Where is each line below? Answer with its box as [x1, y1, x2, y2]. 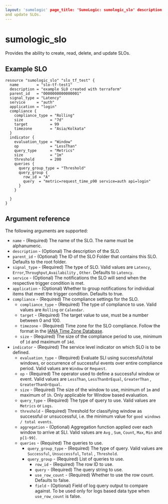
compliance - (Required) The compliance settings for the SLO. [12, 296, 139, 302]
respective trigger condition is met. [12, 280, 85, 286]
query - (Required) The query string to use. [34, 467, 123, 473]
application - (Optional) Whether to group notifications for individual [12, 285, 154, 291]
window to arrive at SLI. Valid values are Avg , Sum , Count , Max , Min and [19, 429, 162, 435]
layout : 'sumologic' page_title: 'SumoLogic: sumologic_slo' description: [5, 7, 164, 13]
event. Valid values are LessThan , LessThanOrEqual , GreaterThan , [19, 376, 151, 382]
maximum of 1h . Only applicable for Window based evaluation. [19, 392, 148, 398]
